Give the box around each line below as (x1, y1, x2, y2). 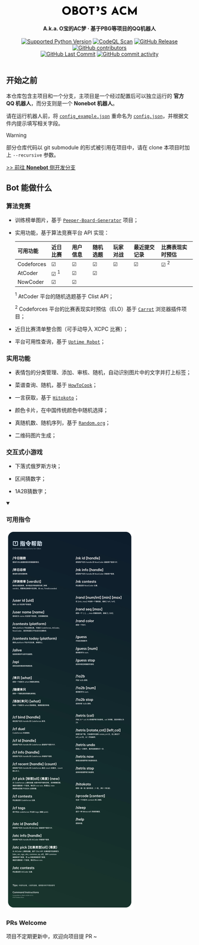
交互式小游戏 (6, 448, 43, 456)
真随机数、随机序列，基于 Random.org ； (14, 419, 111, 426)
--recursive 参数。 (12, 151, 59, 158)
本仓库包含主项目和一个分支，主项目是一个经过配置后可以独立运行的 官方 (6, 92, 184, 99)
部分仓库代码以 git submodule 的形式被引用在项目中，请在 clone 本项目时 (6, 143, 185, 151)
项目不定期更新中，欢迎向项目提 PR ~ (6, 933, 98, 940)
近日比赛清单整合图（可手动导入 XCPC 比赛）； (14, 325, 129, 333)
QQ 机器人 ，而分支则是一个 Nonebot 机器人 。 (6, 100, 118, 107)
